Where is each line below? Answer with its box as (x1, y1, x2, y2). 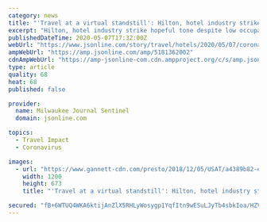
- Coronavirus (15, 144, 62, 151)
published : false (8, 85, 66, 94)
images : (8, 158, 34, 166)
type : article (8, 63, 56, 71)
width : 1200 (22, 172, 62, 181)
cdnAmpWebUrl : (8, 56, 56, 64)
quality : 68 (8, 71, 48, 78)
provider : (8, 100, 41, 108)
